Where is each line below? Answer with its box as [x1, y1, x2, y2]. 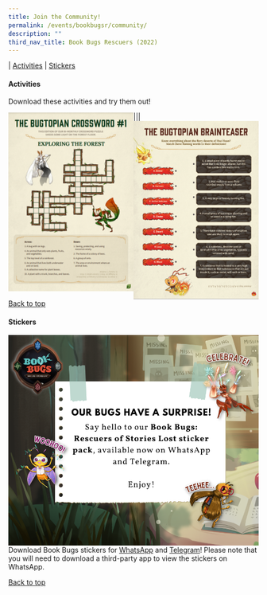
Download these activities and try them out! [8, 96, 151, 107]
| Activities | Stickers [8, 61, 75, 71]
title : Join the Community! [8, 13, 102, 21]
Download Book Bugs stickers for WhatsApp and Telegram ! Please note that [8, 545, 257, 554]
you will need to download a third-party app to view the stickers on [8, 554, 228, 563]
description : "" [8, 29, 62, 37]
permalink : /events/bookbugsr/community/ [8, 21, 148, 29]
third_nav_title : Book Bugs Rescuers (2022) [8, 38, 158, 46]
